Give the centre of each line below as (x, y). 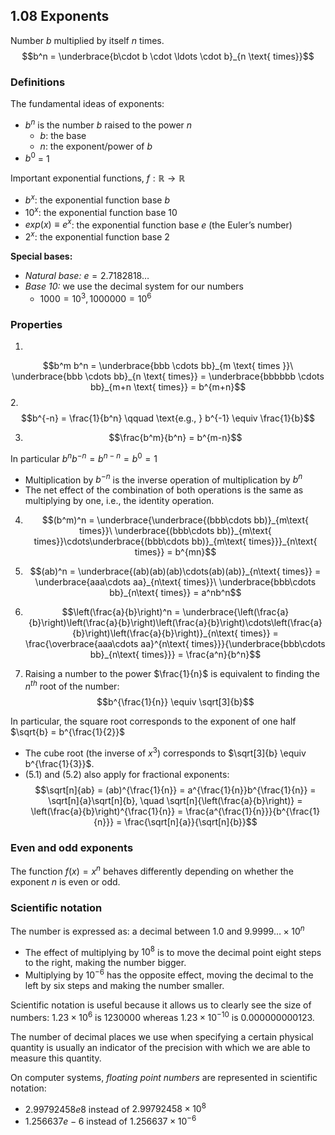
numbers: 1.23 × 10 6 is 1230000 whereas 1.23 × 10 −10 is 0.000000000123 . (162, 1016)
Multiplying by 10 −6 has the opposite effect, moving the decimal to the (169, 974)
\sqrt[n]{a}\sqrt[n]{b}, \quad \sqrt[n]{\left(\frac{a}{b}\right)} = (175, 800)
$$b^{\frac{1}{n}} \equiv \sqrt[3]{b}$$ (175, 701)
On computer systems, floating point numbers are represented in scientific (164, 1077)
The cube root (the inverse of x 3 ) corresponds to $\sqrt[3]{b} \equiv (165, 752)
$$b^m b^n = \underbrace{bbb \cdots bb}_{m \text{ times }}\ (168, 365)
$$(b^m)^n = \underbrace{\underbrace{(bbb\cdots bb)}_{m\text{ (175, 520)
